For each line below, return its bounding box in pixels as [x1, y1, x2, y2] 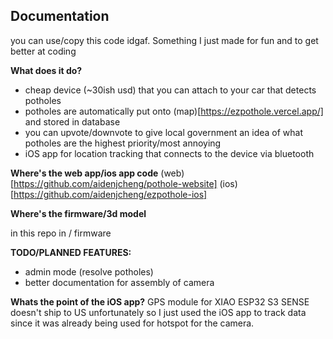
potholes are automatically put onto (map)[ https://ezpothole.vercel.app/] [24, 105, 324, 117]
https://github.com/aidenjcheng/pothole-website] [13, 177, 218, 189]
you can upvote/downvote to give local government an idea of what [24, 126, 304, 138]
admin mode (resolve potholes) [24, 265, 154, 278]
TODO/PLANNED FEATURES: [10, 246, 132, 258]
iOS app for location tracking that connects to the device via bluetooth [24, 147, 315, 159]
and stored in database [24, 115, 121, 128]
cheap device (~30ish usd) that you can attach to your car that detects [24, 84, 317, 96]
